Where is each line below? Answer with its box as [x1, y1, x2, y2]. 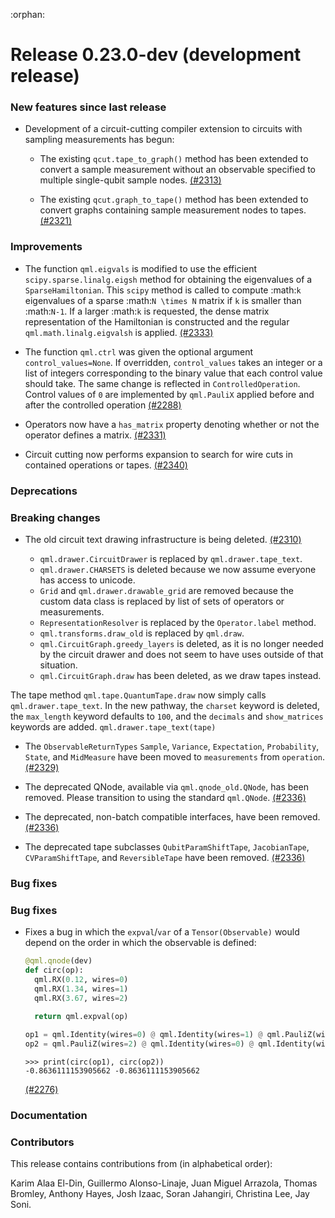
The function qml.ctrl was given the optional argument [24, 345, 254, 358]
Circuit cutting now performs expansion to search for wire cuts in [24, 448, 293, 460]
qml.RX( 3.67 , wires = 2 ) [34, 993, 129, 1003]
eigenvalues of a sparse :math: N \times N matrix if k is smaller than [24, 294, 302, 306]
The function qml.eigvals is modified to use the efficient [24, 262, 258, 274]
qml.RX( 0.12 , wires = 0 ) [34, 974, 129, 984]
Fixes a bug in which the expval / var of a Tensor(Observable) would [24, 926, 300, 938]
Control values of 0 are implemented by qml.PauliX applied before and [24, 388, 315, 400]
